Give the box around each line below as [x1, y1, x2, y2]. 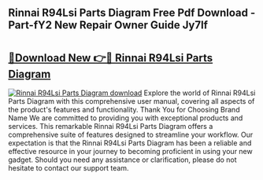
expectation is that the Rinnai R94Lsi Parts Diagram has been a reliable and [8, 138, 252, 148]
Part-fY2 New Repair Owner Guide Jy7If [8, 19, 209, 32]
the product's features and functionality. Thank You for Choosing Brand [8, 105, 240, 114]
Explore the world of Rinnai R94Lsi [143, 88, 256, 97]
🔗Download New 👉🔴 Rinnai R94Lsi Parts [8, 51, 213, 64]
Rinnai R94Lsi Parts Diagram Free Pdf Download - [8, 6, 256, 20]
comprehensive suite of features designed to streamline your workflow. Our [8, 130, 254, 139]
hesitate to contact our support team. [8, 163, 129, 172]
